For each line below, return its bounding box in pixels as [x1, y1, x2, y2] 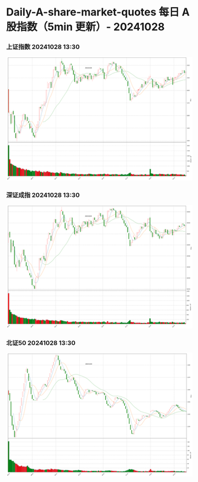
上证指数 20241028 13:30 [6, 43, 80, 51]
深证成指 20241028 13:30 [6, 190, 80, 199]
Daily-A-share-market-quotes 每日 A [6, 5, 190, 19]
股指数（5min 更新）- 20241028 [6, 20, 165, 34]
